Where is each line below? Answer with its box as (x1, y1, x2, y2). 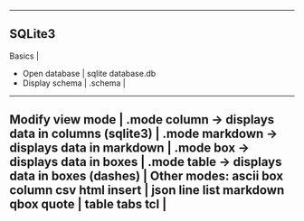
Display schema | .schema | (22, 78, 127, 88)
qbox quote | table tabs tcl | (9, 197, 167, 212)
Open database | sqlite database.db (22, 68, 157, 78)
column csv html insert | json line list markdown (9, 182, 285, 198)
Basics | (9, 51, 39, 61)
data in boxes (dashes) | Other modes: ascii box (9, 169, 283, 184)
